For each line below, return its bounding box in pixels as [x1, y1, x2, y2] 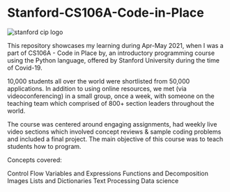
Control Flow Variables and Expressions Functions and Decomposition [7, 169, 209, 177]
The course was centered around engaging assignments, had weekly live [7, 120, 217, 128]
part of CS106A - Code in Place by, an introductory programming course [7, 49, 215, 57]
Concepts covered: [7, 155, 63, 164]
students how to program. [7, 142, 82, 150]
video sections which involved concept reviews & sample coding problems [7, 127, 222, 136]
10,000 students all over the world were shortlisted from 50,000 [7, 77, 190, 85]
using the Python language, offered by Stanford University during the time [7, 56, 220, 64]
